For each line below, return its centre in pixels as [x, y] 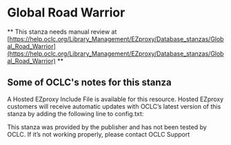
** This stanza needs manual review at [62, 32]
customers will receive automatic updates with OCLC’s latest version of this [114, 106]
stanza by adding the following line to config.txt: [76, 113]
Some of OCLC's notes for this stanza [89, 83]
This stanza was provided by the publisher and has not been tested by [107, 127]
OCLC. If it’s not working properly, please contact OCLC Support [99, 134]
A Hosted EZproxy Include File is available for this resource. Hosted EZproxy [115, 99]
